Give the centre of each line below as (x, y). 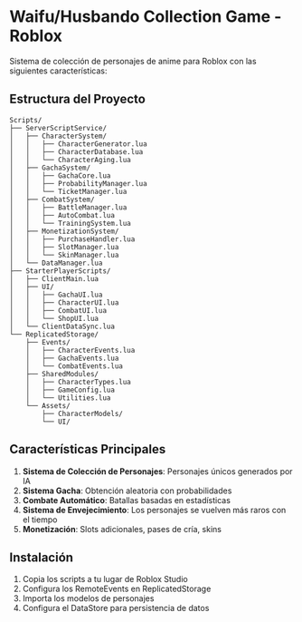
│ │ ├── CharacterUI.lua (64, 302)
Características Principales (88, 449)
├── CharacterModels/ (83, 413)
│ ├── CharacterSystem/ (58, 136)
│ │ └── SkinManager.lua (64, 255)
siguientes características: (58, 71)
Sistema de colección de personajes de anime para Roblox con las (133, 61)
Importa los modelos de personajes (88, 598)
